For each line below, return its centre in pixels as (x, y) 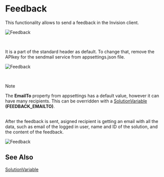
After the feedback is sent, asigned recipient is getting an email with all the (82, 121)
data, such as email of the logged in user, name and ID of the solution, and (82, 126)
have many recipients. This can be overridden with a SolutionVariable (76, 101)
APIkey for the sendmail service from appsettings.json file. (65, 57)
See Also (19, 157)
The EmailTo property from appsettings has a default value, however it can (82, 95)
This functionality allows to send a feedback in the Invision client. (72, 22)
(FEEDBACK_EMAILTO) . (30, 106)
